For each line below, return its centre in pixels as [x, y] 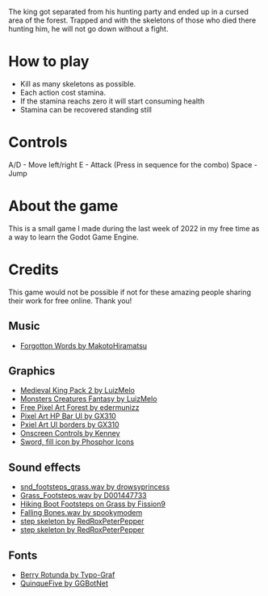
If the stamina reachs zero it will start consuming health [112, 101]
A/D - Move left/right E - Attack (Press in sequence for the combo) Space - [133, 164]
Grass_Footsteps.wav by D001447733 [83, 496]
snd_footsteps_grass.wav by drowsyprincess [95, 487]
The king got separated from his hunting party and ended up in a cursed [128, 12]
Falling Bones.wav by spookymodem [81, 513]
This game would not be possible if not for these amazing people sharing [130, 292]
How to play [49, 62]
